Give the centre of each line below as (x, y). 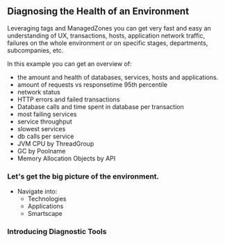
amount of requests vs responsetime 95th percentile (92, 84)
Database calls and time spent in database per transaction (100, 106)
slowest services (41, 128)
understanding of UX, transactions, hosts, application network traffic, (106, 35)
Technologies (47, 199)
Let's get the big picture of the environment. (83, 176)
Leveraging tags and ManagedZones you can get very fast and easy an (109, 28)
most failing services (47, 114)
